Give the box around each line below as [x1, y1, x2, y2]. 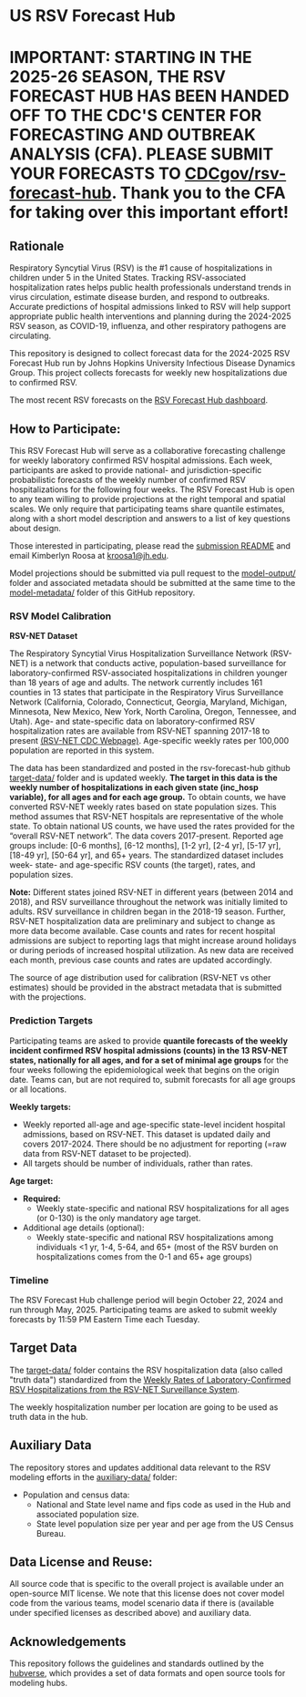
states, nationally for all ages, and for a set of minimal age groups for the [9, 1054, 289, 1065]
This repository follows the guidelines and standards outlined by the [9, 1658, 264, 1669]
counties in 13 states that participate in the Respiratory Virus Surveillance [9, 687, 284, 698]
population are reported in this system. [9, 745, 155, 756]
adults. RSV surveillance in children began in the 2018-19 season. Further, [9, 906, 286, 917]
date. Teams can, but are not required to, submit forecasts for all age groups [9, 1074, 296, 1085]
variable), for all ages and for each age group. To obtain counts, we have [9, 792, 287, 803]
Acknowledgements [9, 1633, 127, 1650]
